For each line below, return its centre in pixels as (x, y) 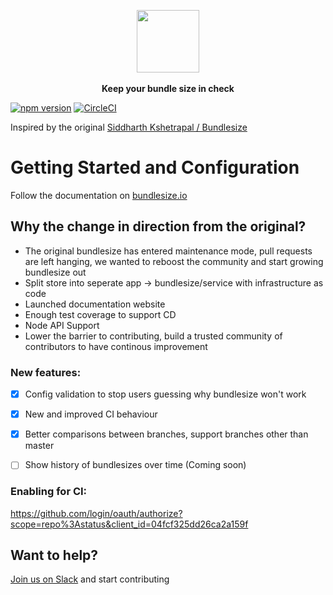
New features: (46, 372)
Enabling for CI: (49, 492)
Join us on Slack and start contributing (90, 579)
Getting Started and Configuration (155, 167)
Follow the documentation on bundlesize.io (99, 195)
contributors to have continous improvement (116, 346)
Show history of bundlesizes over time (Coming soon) (135, 465)
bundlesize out (55, 272)
